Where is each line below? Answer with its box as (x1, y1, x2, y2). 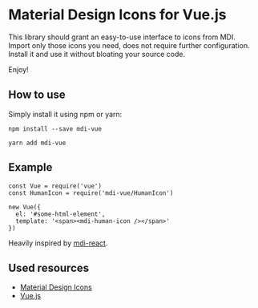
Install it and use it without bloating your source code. (8, 49, 186, 59)
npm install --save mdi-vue (8, 124, 103, 133)
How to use (8, 88, 66, 102)
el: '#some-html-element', (15, 210, 106, 218)
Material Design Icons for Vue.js (8, 6, 227, 24)
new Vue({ (8, 203, 42, 211)
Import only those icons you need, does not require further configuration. (8, 40, 250, 50)
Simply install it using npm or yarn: (8, 109, 123, 119)
